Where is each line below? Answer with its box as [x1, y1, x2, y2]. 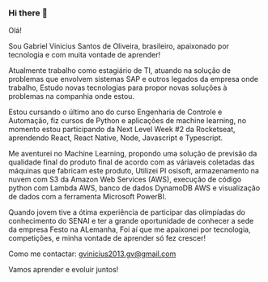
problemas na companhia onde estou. [8, 92, 135, 101]
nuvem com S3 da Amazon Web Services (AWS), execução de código [8, 174, 241, 185]
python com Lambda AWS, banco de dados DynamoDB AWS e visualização [8, 183, 261, 193]
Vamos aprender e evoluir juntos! [8, 265, 119, 275]
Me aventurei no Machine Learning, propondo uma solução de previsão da [8, 149, 257, 159]
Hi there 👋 [8, 7, 49, 19]
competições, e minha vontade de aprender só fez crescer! [8, 233, 206, 243]
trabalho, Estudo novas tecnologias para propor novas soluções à [8, 83, 228, 92]
